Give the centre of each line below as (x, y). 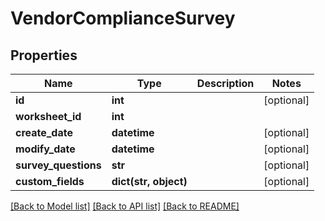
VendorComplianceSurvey (123, 18)
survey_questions (58, 165)
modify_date (45, 149)
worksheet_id (48, 116)
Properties (44, 55)
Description (225, 83)
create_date (44, 132)
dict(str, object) (149, 181)
